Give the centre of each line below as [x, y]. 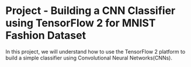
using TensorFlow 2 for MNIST [81, 23]
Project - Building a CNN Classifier [91, 11]
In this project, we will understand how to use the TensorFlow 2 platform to [95, 51]
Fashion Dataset [46, 36]
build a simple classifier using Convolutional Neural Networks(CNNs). [89, 58]
